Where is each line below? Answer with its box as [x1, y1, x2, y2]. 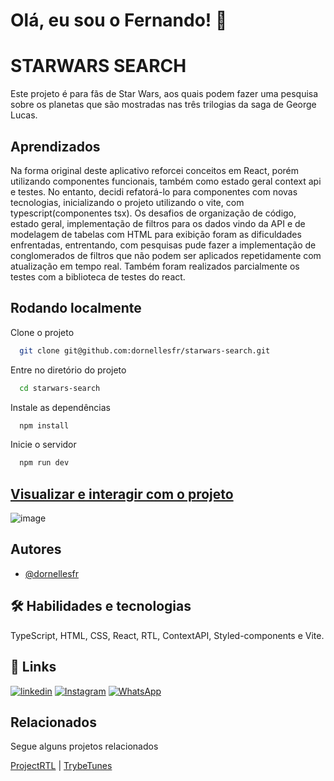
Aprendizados [10, 138, 101, 155]
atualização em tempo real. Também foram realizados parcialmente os [10, 260, 300, 272]
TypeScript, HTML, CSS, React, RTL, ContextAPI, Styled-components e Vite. [10, 629, 325, 641]
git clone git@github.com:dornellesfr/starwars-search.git [19, 345, 271, 356]
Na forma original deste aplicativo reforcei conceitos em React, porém [10, 164, 300, 176]
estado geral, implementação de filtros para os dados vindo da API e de [10, 217, 306, 229]
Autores [10, 541, 62, 558]
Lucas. [10, 109, 38, 121]
